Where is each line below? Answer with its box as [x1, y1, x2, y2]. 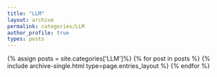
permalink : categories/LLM [7, 23, 85, 30]
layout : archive [7, 16, 54, 23]
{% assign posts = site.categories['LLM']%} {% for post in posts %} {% [7, 54, 211, 63]
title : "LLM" [7, 10, 45, 17]
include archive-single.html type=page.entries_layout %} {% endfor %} [7, 62, 210, 70]
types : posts [7, 36, 45, 43]
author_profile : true [7, 29, 70, 36]
